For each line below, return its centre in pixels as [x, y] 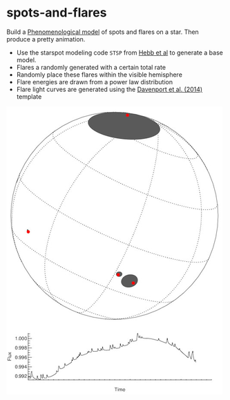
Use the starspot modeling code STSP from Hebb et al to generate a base [120, 53]
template [29, 96]
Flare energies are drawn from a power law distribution [95, 82]
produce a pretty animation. [46, 39]
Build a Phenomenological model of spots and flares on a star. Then [103, 32]
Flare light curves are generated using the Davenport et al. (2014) [109, 89]
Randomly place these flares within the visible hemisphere [99, 75]
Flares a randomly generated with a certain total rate [91, 67]
